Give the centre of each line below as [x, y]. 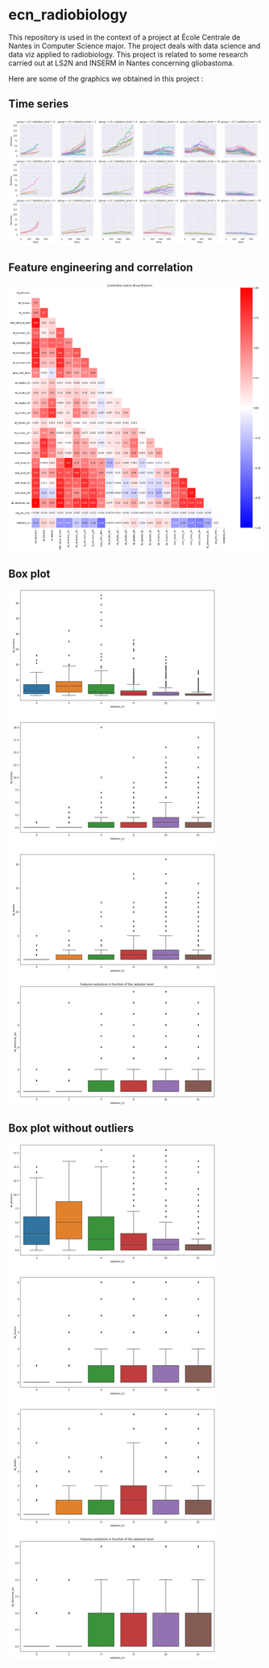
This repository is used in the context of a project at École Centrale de [124, 37]
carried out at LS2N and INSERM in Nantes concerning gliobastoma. [122, 63]
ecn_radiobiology [68, 15]
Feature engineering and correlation [101, 268]
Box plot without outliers [71, 1128]
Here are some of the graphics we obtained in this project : [106, 78]
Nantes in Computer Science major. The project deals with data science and [134, 45]
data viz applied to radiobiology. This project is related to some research [128, 54]
